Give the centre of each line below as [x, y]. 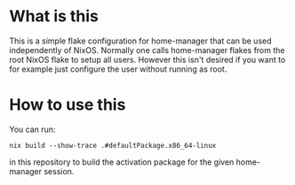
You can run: [32, 129]
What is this [54, 16]
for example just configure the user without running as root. [118, 69]
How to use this [68, 105]
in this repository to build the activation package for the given [122, 162]
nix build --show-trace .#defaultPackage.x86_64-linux [113, 145]
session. [59, 171]
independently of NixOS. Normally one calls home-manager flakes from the [147, 50]
